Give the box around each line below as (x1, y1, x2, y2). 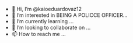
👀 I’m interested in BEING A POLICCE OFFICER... (11, 12, 128, 19)
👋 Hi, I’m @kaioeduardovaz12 (11, 6, 82, 12)
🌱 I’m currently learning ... (11, 18, 74, 24)
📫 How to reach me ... (11, 31, 66, 37)
